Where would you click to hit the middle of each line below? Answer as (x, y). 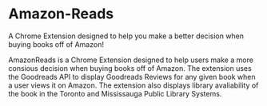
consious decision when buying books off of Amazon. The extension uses (130, 68)
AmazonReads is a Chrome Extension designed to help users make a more (131, 60)
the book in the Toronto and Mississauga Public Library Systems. (115, 93)
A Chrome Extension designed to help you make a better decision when (126, 36)
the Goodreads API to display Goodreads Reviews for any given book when (132, 77)
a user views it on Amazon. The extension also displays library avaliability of (133, 85)
